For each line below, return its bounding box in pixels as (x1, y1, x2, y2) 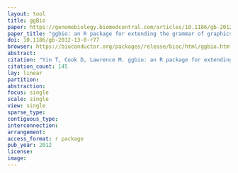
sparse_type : (7, 109, 46, 116)
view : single (7, 102, 46, 109)
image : (7, 155, 27, 162)
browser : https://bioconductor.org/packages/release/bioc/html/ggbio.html (7, 43, 233, 50)
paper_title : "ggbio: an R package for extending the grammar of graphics (7, 30, 233, 37)
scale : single (7, 96, 50, 103)
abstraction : (7, 83, 46, 90)
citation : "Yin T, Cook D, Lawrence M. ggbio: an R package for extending (7, 56, 233, 64)
